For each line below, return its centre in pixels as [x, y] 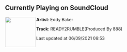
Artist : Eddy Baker [55, 19]
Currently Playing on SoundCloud [57, 8]
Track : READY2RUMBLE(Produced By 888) [79, 29]
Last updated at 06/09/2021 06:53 [71, 38]
